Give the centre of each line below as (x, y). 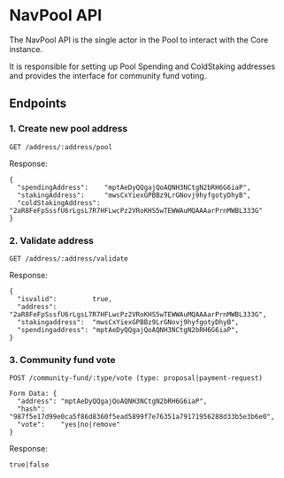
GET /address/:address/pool (61, 147)
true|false (29, 465)
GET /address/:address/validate (69, 258)
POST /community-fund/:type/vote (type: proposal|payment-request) (136, 378)
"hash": (31, 409)
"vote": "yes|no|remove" (69, 425)
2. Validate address (52, 240)
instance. (26, 49)
